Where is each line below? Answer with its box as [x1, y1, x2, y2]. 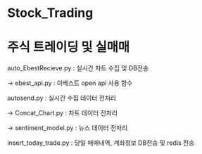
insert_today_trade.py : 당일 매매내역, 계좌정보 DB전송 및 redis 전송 [7, 139, 195, 147]
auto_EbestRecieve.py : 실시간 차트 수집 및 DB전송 [7, 64, 149, 72]
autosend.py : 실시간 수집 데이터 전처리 [7, 94, 116, 103]
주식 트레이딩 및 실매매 [7, 39, 130, 56]
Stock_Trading [7, 5, 94, 21]
